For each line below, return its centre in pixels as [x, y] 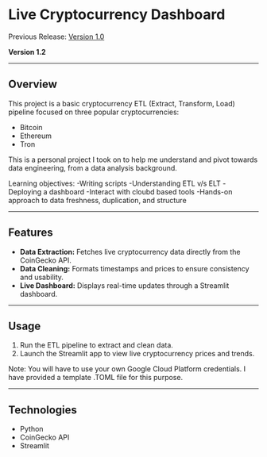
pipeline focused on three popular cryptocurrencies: [94, 112]
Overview [33, 84]
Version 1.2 [27, 52]
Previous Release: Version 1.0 [56, 36]
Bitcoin [31, 127]
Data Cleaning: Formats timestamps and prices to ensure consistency [134, 268]
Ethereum [35, 136]
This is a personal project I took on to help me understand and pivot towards [133, 159]
